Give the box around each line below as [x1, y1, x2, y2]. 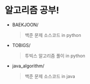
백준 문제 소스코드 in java [24, 73, 75, 79]
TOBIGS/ [12, 42, 31, 48]
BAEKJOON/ [12, 21, 39, 28]
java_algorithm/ [12, 63, 45, 69]
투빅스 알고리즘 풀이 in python [24, 53, 85, 59]
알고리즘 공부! [5, 5, 59, 16]
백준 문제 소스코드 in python [24, 32, 81, 38]
